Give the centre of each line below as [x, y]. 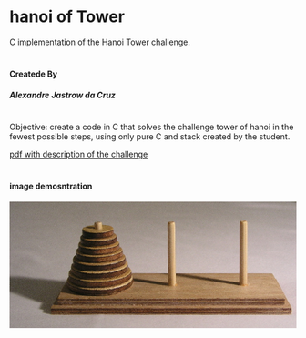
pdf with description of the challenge [79, 154]
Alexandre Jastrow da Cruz [63, 95]
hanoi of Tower [67, 17]
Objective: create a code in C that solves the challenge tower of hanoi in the [152, 127]
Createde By [33, 74]
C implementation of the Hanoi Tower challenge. [100, 42]
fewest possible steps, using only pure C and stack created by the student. [150, 136]
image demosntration [51, 186]
